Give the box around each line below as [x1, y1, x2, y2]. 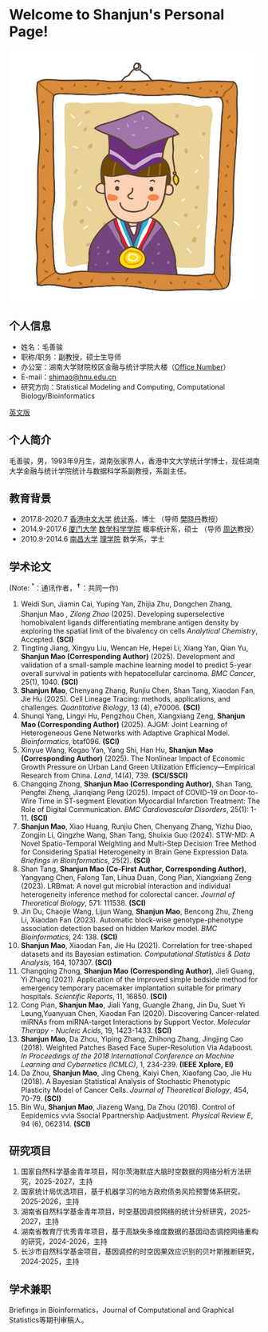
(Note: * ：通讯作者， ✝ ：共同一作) [9, 582, 119, 593]
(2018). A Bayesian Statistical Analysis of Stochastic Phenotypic [20, 1076, 231, 1086]
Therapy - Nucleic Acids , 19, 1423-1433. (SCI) [20, 1026, 172, 1035]
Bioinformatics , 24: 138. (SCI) [20, 932, 118, 942]
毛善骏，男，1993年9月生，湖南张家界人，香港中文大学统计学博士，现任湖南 [9, 456, 260, 466]
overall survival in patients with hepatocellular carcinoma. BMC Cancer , [20, 668, 256, 678]
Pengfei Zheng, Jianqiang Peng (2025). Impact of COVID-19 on [20, 787, 228, 797]
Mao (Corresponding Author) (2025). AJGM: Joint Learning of [20, 719, 228, 729]
